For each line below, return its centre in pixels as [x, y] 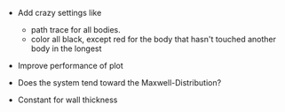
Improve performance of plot [71, 66]
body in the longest [66, 49]
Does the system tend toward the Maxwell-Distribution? [119, 82]
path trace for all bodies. [76, 30]
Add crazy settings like [59, 13]
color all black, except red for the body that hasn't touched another [154, 39]
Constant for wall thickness [67, 100]
